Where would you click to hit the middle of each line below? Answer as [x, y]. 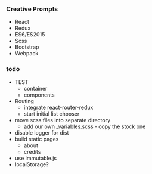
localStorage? [32, 164]
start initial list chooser [52, 114]
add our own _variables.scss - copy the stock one [85, 126]
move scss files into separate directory [63, 120]
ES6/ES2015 [30, 35]
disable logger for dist [42, 132]
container [35, 88]
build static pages [37, 139]
